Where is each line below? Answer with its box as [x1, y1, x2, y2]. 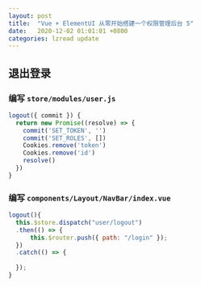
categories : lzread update [8, 34, 99, 43]
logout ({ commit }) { [8, 111, 82, 120]
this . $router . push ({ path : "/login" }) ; [29, 234, 168, 242]
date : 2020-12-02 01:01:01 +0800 [8, 27, 128, 35]
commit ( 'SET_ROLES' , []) [23, 134, 107, 142]
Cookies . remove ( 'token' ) [23, 141, 107, 150]
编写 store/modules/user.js [8, 92, 116, 103]
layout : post [8, 11, 52, 20]
